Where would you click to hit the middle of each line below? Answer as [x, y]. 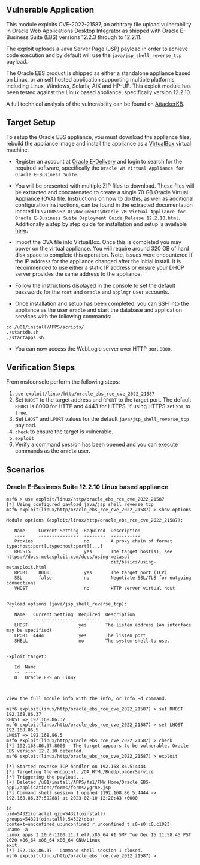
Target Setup [31, 123]
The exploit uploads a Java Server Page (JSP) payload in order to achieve [97, 49]
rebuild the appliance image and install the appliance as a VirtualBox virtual [99, 143]
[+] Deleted [21, 783]
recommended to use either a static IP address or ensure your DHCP [99, 267]
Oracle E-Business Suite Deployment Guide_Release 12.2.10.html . [98, 218]
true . [21, 412]
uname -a [17, 830]
